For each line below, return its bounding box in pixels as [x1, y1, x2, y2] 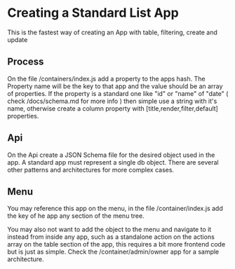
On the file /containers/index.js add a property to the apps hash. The [7, 74, 206, 83]
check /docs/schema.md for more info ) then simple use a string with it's [7, 97, 217, 105]
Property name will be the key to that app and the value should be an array [7, 82, 223, 90]
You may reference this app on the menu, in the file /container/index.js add [7, 205, 223, 213]
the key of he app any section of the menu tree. [7, 212, 145, 220]
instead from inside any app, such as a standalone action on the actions [7, 233, 215, 241]
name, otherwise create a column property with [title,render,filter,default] [7, 104, 219, 113]
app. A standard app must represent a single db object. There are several [7, 158, 219, 166]
